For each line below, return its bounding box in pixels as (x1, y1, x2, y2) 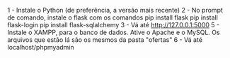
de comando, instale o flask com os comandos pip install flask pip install (7, 13, 218, 22)
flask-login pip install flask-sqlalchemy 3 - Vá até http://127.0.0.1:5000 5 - (7, 21, 220, 29)
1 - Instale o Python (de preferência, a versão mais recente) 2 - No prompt (7, 6, 223, 14)
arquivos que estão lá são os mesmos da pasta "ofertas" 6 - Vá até (7, 36, 203, 44)
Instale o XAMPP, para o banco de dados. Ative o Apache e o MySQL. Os (7, 28, 221, 36)
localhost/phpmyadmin (7, 43, 74, 51)
